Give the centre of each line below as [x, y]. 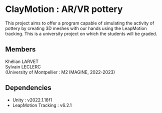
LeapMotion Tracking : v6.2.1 [42, 105]
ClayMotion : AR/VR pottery [64, 9]
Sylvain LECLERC [23, 66]
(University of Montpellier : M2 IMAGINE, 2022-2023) [60, 72]
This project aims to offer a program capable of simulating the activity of [80, 23]
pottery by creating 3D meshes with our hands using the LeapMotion [76, 28]
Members [20, 49]
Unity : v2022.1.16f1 [32, 100]
